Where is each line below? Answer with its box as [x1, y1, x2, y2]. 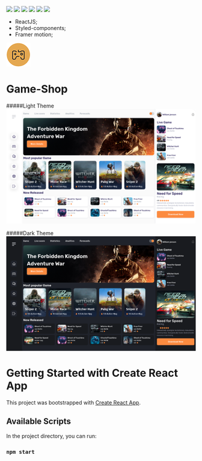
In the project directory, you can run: [6, 432, 97, 439]
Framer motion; [14, 31, 53, 38]
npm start [6, 448, 35, 455]
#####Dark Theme [6, 229, 54, 237]
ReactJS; [14, 18, 38, 25]
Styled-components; [14, 25, 66, 31]
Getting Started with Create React [6, 367, 179, 380]
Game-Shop [6, 82, 68, 96]
